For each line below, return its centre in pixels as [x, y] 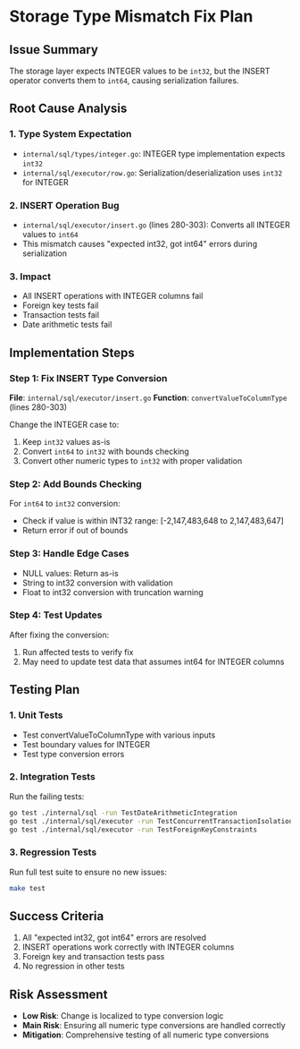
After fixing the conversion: [59, 635]
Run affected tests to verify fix [78, 652]
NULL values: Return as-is [70, 573]
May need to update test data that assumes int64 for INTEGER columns [153, 661]
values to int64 [50, 234]
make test [28, 888]
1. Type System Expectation [71, 134]
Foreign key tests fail [60, 305]
